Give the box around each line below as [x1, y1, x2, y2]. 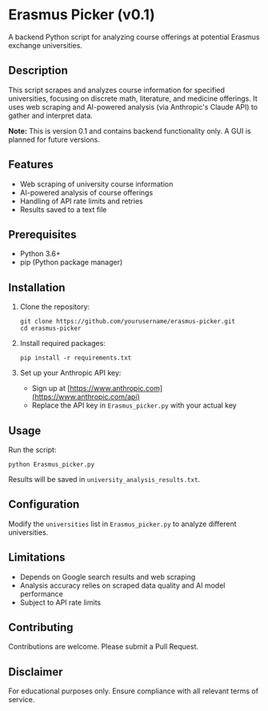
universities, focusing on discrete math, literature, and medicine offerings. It [8, 94, 258, 103]
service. [8, 695, 35, 705]
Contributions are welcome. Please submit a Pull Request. [8, 642, 198, 652]
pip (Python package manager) [19, 258, 123, 267]
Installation [8, 280, 66, 294]
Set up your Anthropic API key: [19, 368, 122, 378]
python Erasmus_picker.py [8, 460, 94, 468]
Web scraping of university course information [19, 179, 174, 189]
